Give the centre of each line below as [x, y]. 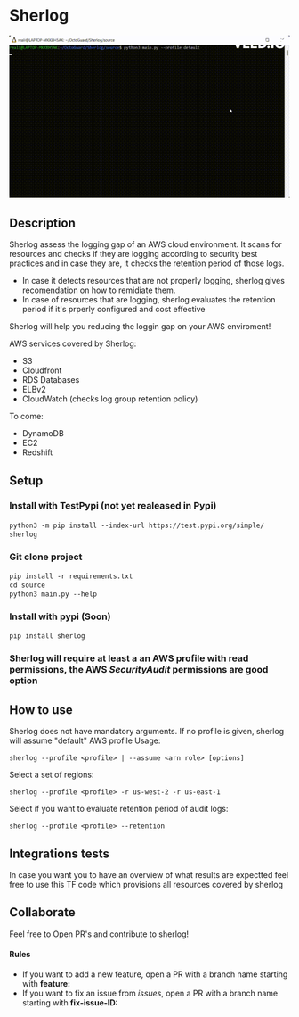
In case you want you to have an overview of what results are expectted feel [149, 874]
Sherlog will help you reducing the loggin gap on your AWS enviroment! [140, 327]
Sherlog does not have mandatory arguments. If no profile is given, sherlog [147, 732]
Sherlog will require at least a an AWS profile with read [129, 658]
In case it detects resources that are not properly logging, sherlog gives [153, 281]
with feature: [46, 983]
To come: [27, 417]
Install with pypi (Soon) [60, 616]
